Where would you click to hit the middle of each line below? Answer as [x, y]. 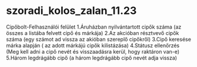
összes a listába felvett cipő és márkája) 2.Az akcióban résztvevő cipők [93, 33]
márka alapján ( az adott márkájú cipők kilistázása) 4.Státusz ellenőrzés [93, 45]
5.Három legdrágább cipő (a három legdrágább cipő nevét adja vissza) [92, 58]
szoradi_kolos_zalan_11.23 [71, 11]
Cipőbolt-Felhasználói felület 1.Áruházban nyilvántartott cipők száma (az [94, 27]
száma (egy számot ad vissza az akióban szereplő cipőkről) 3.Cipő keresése [98, 39]
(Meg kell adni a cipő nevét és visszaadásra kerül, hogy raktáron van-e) [93, 51]
